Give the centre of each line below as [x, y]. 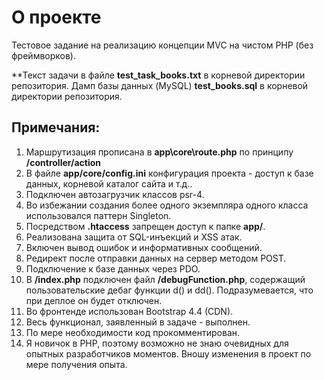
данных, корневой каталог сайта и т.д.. [109, 183]
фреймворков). [44, 55]
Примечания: [56, 127]
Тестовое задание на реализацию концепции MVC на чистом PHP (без [162, 45]
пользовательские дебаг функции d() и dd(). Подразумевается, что [169, 290]
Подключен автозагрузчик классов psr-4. [115, 194]
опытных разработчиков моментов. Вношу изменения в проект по [168, 353]
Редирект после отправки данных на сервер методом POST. [156, 258]
